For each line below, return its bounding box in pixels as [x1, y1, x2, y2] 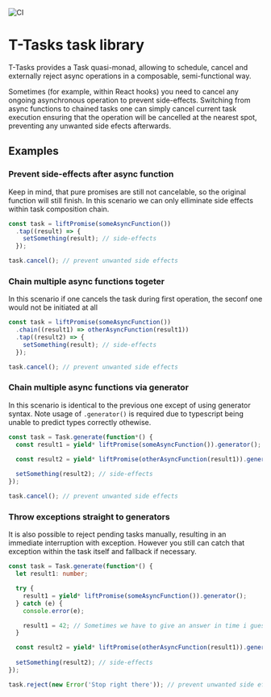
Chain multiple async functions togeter [8, 275, 165, 286]
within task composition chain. [8, 204, 110, 214]
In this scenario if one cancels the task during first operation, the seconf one [8, 294, 263, 304]
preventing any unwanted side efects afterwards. [8, 121, 172, 131]
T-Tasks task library [8, 36, 145, 54]
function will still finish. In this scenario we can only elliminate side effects [8, 195, 254, 205]
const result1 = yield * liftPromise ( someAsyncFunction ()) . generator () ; [15, 440, 262, 449]
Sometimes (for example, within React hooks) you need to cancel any [8, 86, 240, 96]
